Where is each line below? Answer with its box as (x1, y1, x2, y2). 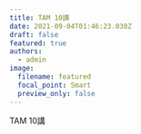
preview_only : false (17, 89, 96, 98)
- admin (17, 55, 47, 64)
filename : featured (17, 72, 92, 81)
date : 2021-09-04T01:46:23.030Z (9, 22, 132, 31)
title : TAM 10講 (9, 13, 70, 23)
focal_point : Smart (17, 81, 92, 90)
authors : (9, 47, 43, 56)
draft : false (9, 30, 59, 39)
